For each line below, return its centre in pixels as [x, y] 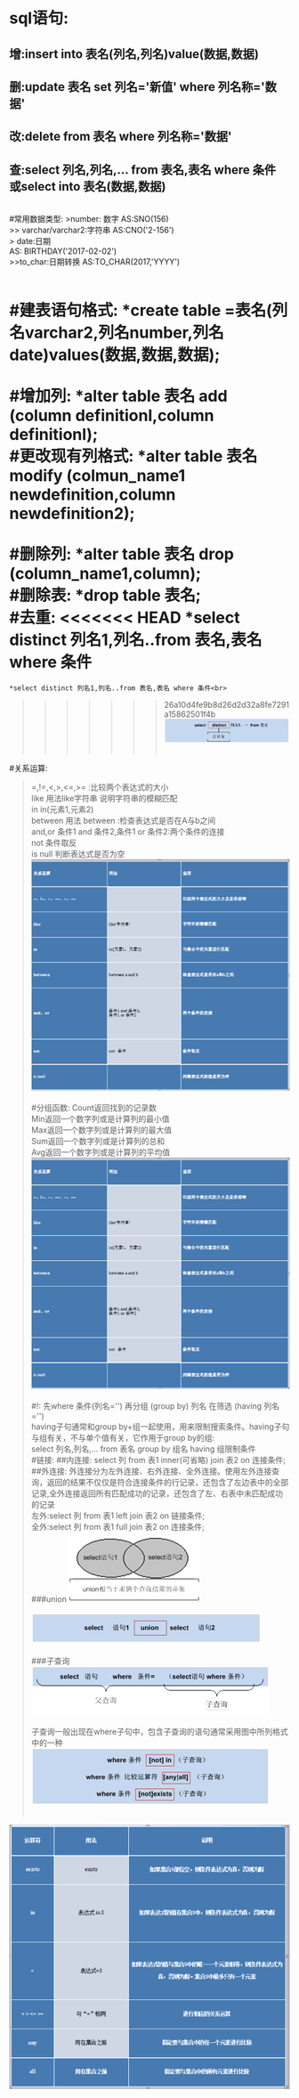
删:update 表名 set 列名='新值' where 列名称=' [137, 87]
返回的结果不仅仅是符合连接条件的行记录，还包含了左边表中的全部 [168, 1482]
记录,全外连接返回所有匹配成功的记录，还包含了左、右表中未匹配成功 [157, 1493]
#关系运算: [28, 768]
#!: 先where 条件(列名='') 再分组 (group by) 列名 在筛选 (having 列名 [155, 1406]
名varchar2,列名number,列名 [117, 333]
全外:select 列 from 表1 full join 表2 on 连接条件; [117, 1526]
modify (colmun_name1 [97, 476]
